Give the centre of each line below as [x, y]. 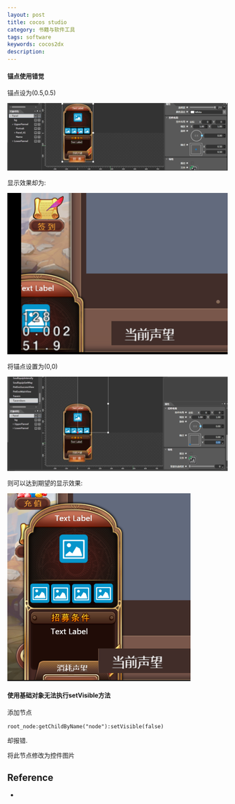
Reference [30, 778]
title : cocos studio [37, 22]
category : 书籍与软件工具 [41, 29]
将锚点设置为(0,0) [33, 366]
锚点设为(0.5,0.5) [31, 93]
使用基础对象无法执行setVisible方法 [59, 695]
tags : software [29, 37]
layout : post [26, 15]
